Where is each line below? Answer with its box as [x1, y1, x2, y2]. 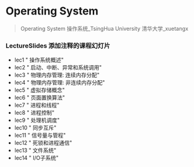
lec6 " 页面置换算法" [14, 94, 65, 101]
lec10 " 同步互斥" [14, 124, 57, 131]
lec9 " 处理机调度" [14, 116, 60, 124]
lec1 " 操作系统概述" [14, 56, 64, 64]
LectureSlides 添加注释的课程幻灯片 [5, 41, 111, 49]
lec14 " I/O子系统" [14, 154, 59, 162]
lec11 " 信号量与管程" [14, 131, 66, 139]
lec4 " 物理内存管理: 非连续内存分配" [14, 79, 105, 86]
